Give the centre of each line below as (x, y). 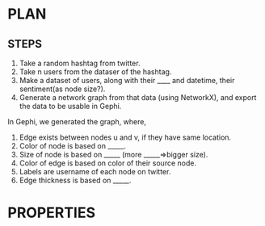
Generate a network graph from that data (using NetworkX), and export (138, 97)
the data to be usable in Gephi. (70, 106)
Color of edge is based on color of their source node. (108, 163)
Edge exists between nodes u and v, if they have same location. (125, 137)
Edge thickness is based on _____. (75, 180)
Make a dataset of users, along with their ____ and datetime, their (127, 80)
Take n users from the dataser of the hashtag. (95, 72)
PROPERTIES (52, 213)
